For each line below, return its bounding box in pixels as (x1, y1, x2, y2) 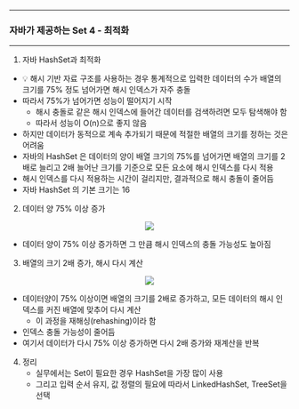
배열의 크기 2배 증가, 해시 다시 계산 (21, 258, 144, 269)
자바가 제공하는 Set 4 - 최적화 (9, 24, 130, 36)
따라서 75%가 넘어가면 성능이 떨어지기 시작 (21, 95, 173, 107)
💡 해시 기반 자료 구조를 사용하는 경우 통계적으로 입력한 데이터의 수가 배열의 (21, 73, 282, 84)
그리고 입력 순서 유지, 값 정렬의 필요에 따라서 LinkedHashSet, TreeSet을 (35, 379, 287, 389)
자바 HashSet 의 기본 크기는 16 (21, 184, 131, 196)
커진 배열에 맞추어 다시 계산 (45, 304, 141, 316)
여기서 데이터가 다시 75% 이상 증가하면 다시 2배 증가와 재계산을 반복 (21, 338, 260, 349)
